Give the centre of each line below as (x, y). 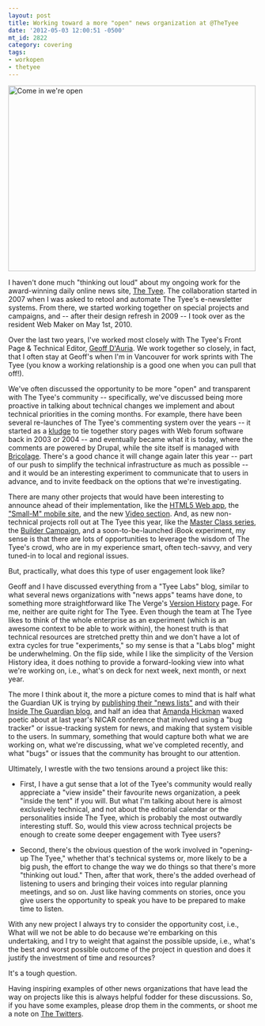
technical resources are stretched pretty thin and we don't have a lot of (124, 637)
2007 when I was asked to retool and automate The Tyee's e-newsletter (125, 299)
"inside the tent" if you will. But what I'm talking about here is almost (131, 800)
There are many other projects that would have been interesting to (116, 497)
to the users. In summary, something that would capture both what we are (129, 736)
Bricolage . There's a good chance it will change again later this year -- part (131, 456)
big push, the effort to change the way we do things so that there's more (138, 866)
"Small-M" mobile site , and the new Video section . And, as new (112, 513)
